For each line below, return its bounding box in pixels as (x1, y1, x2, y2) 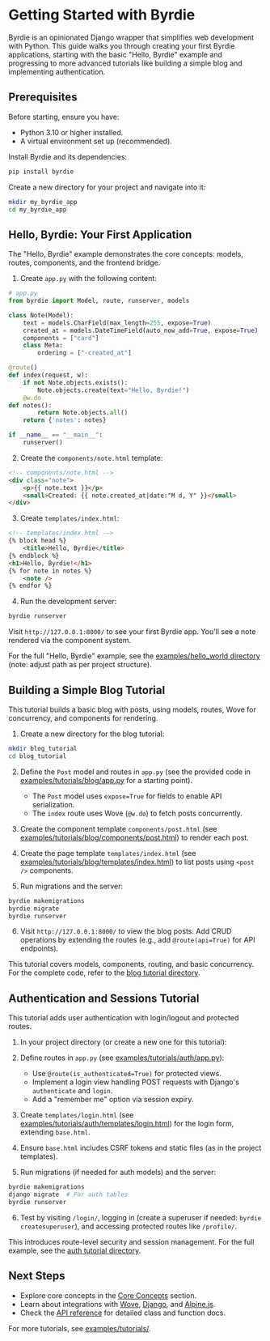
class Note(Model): (8, 311, 74, 319)
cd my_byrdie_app (8, 205, 67, 214)
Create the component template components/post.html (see (19, 824, 217, 833)
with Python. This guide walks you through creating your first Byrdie (8, 40, 235, 50)
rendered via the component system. (8, 636, 132, 645)
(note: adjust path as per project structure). (8, 660, 152, 670)
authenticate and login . (32, 1086, 113, 1096)
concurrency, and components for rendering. (8, 713, 158, 722)
